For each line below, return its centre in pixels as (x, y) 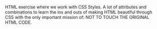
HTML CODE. (19, 22)
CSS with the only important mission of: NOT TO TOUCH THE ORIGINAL (77, 17)
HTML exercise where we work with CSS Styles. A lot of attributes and (76, 7)
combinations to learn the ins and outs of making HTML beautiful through (79, 12)
